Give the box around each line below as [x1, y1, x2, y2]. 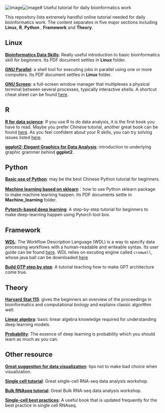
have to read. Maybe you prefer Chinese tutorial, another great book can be [5, 124, 158, 130]
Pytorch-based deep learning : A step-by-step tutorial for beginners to [5, 206, 148, 213]
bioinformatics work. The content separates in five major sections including [5, 20, 158, 25]
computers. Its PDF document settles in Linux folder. [5, 72, 112, 77]
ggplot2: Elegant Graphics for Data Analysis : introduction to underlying [5, 144, 151, 149]
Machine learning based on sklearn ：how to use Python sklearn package [5, 186, 156, 192]
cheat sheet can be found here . [5, 91, 69, 97]
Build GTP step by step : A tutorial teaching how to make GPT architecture [5, 264, 155, 270]
